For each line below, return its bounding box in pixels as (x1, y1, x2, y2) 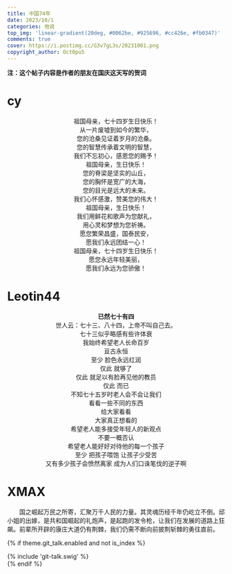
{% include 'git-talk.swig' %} (7, 552, 89, 560)
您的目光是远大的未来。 (82, 186, 150, 194)
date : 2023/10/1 (7, 17, 54, 24)
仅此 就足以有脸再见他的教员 (75, 373, 157, 381)
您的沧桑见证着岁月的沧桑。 (77, 134, 155, 142)
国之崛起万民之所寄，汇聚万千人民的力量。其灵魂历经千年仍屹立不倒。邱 (19, 508, 225, 516)
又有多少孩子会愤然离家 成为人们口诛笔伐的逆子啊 (46, 459, 186, 467)
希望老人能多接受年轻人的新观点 (70, 425, 162, 433)
